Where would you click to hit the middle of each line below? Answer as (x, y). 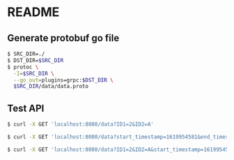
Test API (26, 108)
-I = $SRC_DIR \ (34, 73)
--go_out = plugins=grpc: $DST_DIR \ (63, 80)
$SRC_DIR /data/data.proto (51, 87)
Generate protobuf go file (63, 38)
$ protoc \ (23, 67)
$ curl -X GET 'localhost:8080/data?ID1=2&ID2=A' (81, 124)
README (33, 12)
